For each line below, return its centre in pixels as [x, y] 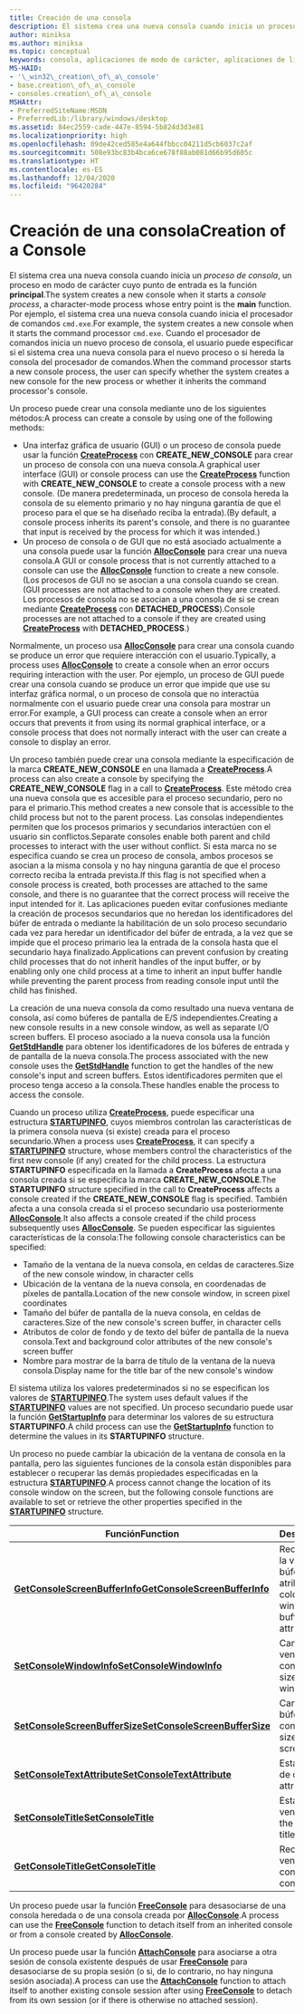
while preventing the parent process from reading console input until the [144, 981]
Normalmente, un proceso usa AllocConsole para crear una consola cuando [152, 646]
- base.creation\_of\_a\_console [72, 85]
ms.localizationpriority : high [68, 136]
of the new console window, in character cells [108, 1275]
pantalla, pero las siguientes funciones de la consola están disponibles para [151, 1463]
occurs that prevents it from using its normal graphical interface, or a [138, 723]
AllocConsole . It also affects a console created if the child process [133, 1219]
